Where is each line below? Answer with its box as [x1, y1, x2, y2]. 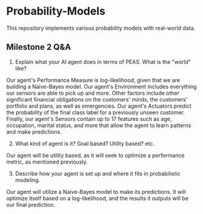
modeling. [15, 176, 41, 184]
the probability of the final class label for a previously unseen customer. [6, 108, 185, 116]
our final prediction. [6, 201, 56, 208]
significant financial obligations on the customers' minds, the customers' [6, 95, 188, 103]
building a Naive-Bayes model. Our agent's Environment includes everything [6, 83, 197, 90]
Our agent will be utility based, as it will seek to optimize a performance [6, 151, 185, 159]
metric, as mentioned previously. [6, 158, 88, 165]
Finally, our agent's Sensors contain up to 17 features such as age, [6, 115, 172, 122]
